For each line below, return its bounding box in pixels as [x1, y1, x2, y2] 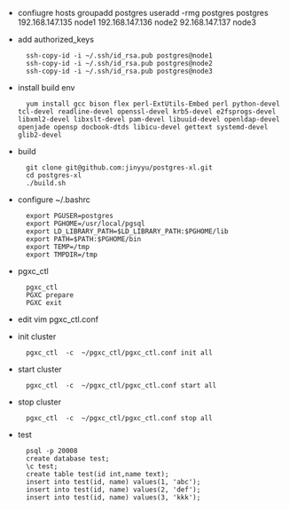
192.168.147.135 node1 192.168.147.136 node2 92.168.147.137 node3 [17, 17, 257, 27]
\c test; [26, 462, 59, 471]
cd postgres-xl [26, 171, 82, 180]
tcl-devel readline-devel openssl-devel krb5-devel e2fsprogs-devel [17, 107, 277, 116]
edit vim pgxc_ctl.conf [17, 314, 99, 325]
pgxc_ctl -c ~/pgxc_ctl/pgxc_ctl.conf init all [26, 349, 213, 357]
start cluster [17, 364, 62, 374]
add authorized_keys [17, 35, 95, 44]
